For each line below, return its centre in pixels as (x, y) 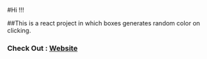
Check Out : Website (43, 48)
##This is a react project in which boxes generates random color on (104, 23)
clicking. (19, 31)
